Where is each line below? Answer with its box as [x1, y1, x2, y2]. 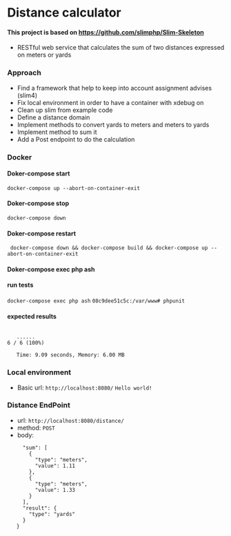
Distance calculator [7, 5, 122, 21]
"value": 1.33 [34, 486, 76, 493]
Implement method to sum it [17, 128, 97, 136]
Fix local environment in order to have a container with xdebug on [17, 98, 204, 106]
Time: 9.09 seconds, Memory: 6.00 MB [16, 352, 125, 358]
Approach [7, 68, 41, 77]
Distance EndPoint [7, 401, 70, 410]
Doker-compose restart [7, 229, 77, 238]
